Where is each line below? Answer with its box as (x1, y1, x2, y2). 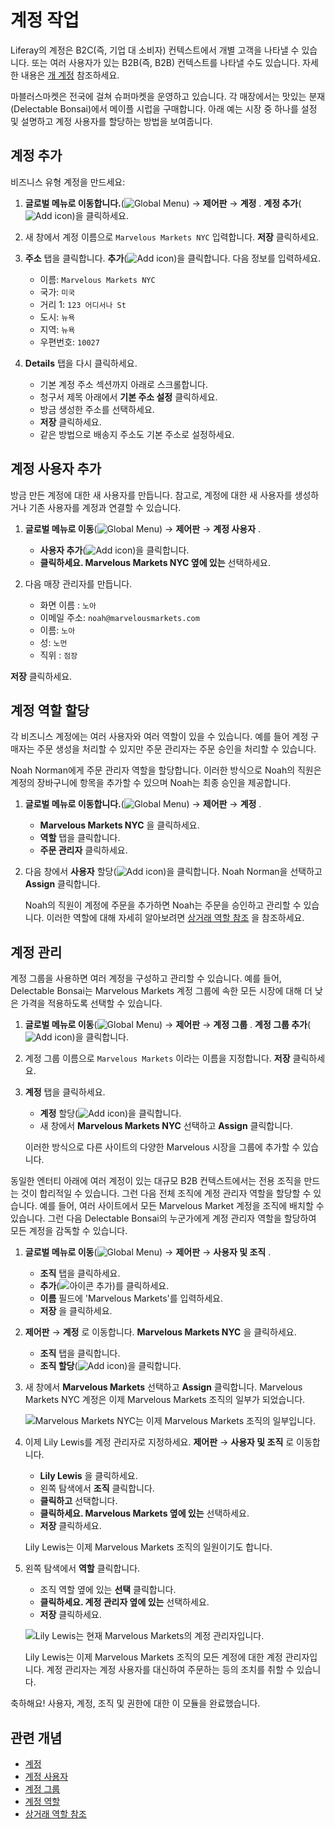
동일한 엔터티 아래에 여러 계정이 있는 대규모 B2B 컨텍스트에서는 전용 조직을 (10, 1175, 302, 1187)
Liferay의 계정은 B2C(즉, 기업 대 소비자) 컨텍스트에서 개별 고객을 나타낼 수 (10, 44, 300, 56)
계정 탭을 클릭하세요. (24, 1086, 106, 1098)
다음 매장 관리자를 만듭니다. (24, 577, 133, 590)
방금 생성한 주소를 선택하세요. (39, 403, 155, 415)
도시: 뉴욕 (39, 311, 76, 323)
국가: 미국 (39, 286, 76, 298)
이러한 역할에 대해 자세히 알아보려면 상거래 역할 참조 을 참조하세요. (46, 912, 305, 924)
